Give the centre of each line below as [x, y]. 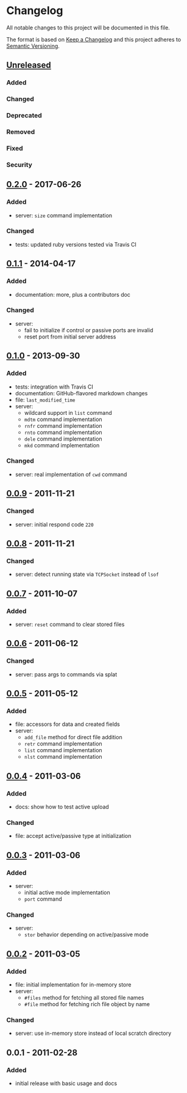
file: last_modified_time [45, 400]
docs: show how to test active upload [62, 807]
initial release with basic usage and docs [66, 1083]
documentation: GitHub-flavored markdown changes [81, 393]
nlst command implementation [63, 757]
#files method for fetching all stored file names [84, 998]
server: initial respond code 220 [54, 524]
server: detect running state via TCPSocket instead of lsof [87, 574]
